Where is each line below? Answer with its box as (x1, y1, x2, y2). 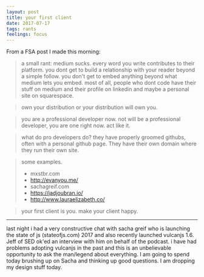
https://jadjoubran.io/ (30, 189, 83, 197)
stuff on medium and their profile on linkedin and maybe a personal (21, 85, 189, 93)
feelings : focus (6, 32, 47, 38)
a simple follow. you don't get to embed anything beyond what (21, 73, 177, 80)
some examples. (21, 158, 63, 165)
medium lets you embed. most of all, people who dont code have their (21, 79, 196, 87)
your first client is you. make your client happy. (21, 207, 138, 215)
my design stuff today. (6, 264, 63, 271)
